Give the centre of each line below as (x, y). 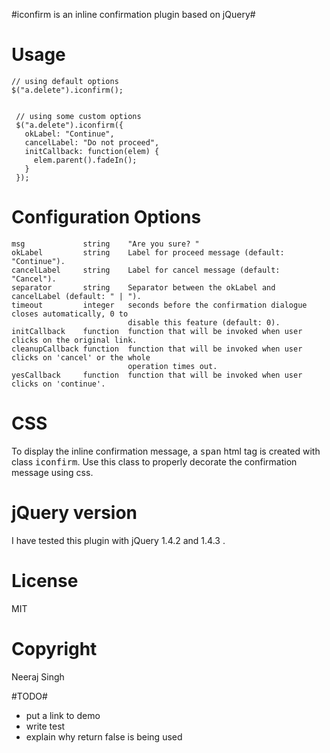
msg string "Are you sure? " (105, 244)
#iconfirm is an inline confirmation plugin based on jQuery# (133, 14)
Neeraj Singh (38, 676)
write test (45, 726)
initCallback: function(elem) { (92, 151)
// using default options (65, 81)
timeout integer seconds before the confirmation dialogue (159, 305)
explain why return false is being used (104, 736)
